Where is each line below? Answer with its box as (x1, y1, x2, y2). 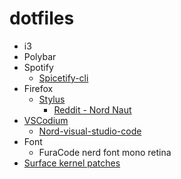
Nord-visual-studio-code (38, 125, 142, 137)
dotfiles (9, 7, 75, 30)
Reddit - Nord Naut (53, 103, 132, 116)
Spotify (23, 61, 54, 73)
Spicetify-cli (38, 72, 89, 84)
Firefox (23, 82, 54, 94)
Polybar (23, 50, 57, 62)
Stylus (38, 93, 66, 105)
